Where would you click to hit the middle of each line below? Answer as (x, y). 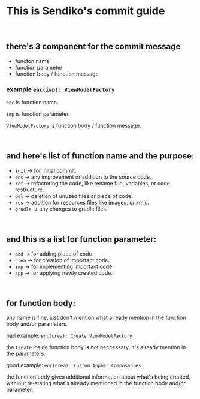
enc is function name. (32, 103)
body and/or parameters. (37, 324)
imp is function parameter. (38, 114)
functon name (32, 61)
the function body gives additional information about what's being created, (98, 377)
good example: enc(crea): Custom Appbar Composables (74, 365)
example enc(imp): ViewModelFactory (60, 89)
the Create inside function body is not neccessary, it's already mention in (96, 347)
